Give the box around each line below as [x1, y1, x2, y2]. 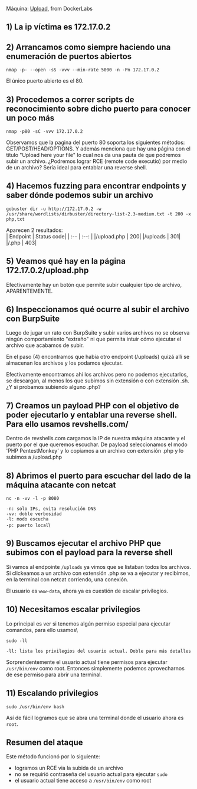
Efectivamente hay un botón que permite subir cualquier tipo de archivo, [6, 281, 182, 288]
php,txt [6, 216, 25, 222]
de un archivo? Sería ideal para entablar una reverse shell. [6, 164, 147, 171]
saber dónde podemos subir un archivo [6, 190, 153, 200]
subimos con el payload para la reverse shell [6, 548, 173, 558]
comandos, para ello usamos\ [6, 626, 78, 633]
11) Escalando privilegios [6, 688, 98, 698]
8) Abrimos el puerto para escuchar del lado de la [6, 470, 191, 480]
